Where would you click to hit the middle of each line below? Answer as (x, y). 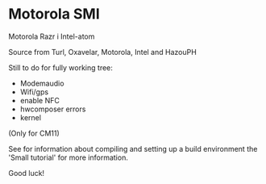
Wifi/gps (34, 92)
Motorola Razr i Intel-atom (52, 36)
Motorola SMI (54, 14)
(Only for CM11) (34, 133)
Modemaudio (42, 83)
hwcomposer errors (53, 109)
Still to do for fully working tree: (60, 67)
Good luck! (27, 173)
